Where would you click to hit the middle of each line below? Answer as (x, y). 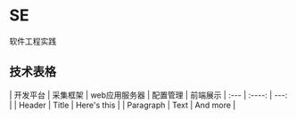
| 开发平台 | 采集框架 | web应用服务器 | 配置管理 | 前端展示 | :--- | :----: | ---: (148, 95)
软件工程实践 (33, 41)
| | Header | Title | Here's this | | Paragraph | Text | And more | (123, 105)
